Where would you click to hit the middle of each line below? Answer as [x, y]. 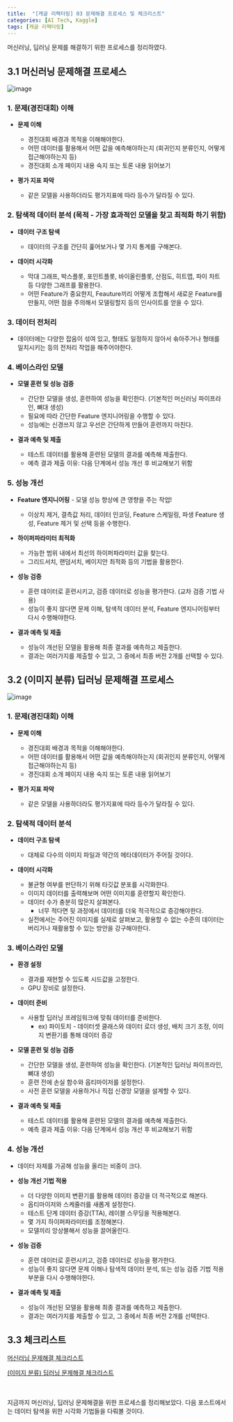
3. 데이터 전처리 [32, 322]
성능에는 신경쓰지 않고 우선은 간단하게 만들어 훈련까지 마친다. [110, 425]
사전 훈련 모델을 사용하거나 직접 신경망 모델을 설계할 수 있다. [109, 1091]
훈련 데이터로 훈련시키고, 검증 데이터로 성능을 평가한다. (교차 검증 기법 [122, 591]
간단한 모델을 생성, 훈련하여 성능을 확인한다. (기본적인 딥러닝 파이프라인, [125, 1065]
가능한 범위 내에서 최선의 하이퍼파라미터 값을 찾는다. [98, 553]
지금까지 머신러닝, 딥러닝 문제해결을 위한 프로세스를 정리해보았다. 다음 [102, 1402]
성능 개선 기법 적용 [42, 1180]
